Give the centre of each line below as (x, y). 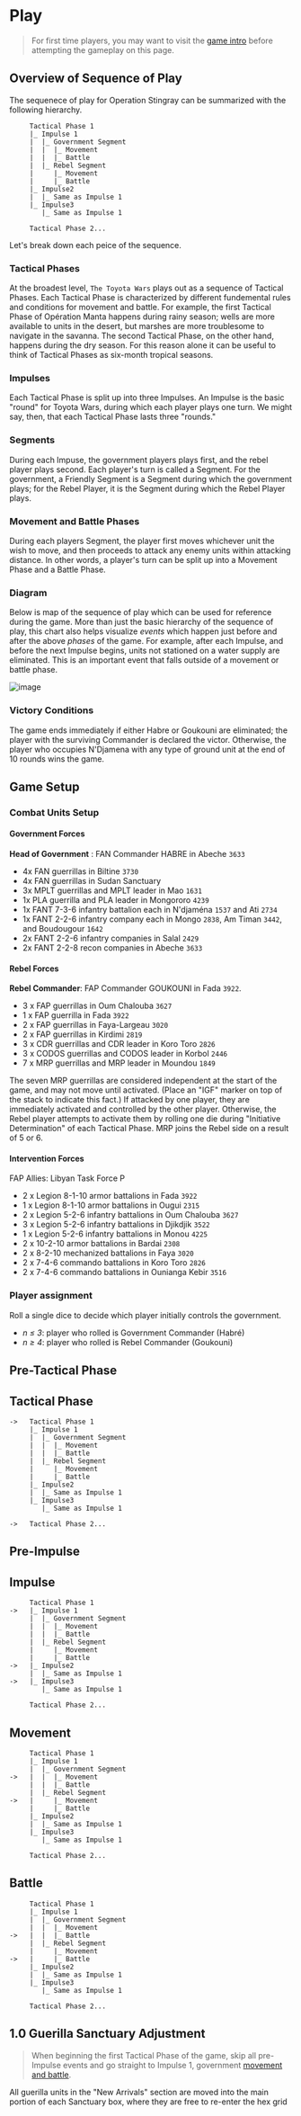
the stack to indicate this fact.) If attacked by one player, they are (129, 1100)
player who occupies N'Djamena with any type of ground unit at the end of (147, 749)
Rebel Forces (34, 969)
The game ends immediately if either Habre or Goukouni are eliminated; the (149, 730)
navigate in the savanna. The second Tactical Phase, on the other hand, (142, 336)
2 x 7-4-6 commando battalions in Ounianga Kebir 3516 (124, 1272)
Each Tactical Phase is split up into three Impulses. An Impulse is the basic (147, 397)
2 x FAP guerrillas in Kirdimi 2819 (82, 1034)
